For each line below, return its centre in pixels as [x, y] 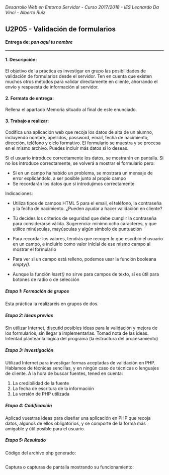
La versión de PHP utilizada [41, 394]
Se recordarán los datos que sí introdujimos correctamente [73, 184]
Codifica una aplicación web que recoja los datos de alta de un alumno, [79, 132]
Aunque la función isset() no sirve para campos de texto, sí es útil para [86, 274]
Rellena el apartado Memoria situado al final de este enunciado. [71, 109]
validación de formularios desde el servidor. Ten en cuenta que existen [79, 76]
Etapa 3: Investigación [29, 350]
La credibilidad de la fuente [41, 383]
